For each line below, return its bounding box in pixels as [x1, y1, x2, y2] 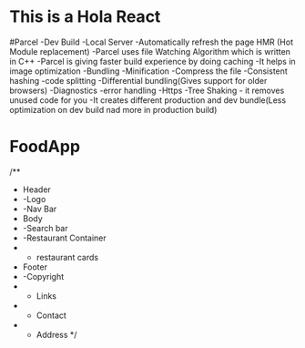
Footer [22, 261, 48, 272]
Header [22, 184, 52, 195]
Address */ [36, 329, 77, 340]
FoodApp [9, 137, 80, 157]
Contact [36, 310, 66, 321]
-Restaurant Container [22, 232, 107, 243]
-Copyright [22, 271, 65, 281]
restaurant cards [36, 251, 98, 262]
